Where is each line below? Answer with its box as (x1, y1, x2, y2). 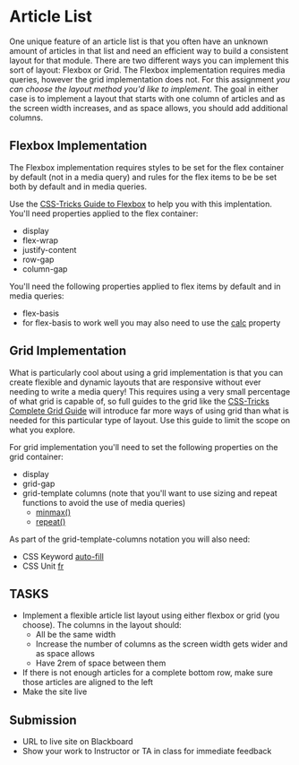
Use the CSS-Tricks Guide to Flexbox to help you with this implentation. (9, 198, 273, 209)
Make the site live (21, 686, 88, 697)
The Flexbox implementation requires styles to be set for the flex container (9, 161, 285, 172)
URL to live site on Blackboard (21, 736, 133, 747)
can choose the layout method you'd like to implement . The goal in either (9, 83, 279, 94)
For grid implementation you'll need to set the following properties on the (9, 441, 278, 452)
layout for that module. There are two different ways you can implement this (9, 55, 289, 65)
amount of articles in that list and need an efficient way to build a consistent (9, 45, 289, 56)
